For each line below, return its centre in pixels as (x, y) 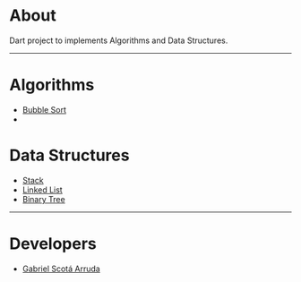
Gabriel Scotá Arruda (61, 269)
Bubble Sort (44, 109)
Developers (53, 244)
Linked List (42, 190)
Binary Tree (43, 199)
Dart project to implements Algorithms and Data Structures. (119, 40)
